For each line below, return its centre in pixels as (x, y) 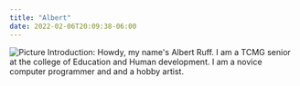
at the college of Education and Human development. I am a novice (136, 62)
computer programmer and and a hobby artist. (97, 71)
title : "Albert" (40, 18)
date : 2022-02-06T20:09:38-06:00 (73, 26)
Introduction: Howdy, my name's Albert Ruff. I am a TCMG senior (169, 52)
